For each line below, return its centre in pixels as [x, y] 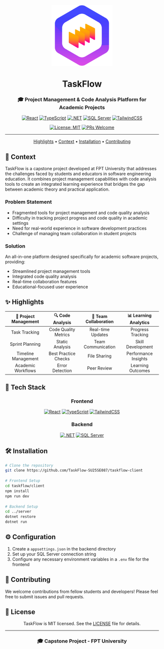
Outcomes [140, 371]
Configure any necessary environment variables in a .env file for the [81, 559]
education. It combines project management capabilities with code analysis [81, 179]
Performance [139, 354]
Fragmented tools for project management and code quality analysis [81, 213]
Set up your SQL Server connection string [54, 554]
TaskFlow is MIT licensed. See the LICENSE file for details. [82, 624]
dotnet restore [20, 517]
